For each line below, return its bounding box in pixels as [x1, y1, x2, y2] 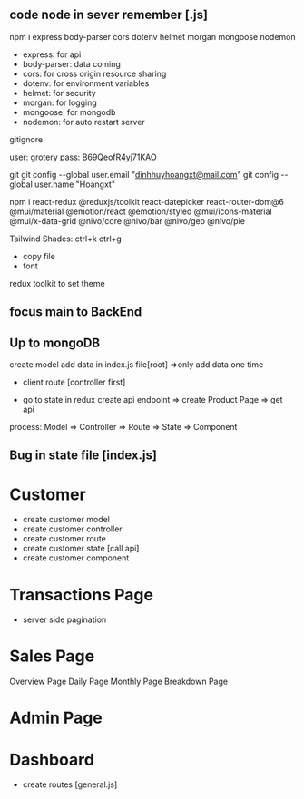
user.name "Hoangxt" [34, 179, 116, 190]
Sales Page [9, 646, 95, 667]
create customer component [22, 552, 130, 563]
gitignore [9, 133, 44, 144]
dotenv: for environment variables [22, 77, 150, 89]
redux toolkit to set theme [9, 278, 106, 288]
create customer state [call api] [22, 543, 140, 554]
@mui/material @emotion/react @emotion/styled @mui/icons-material [9, 206, 272, 217]
